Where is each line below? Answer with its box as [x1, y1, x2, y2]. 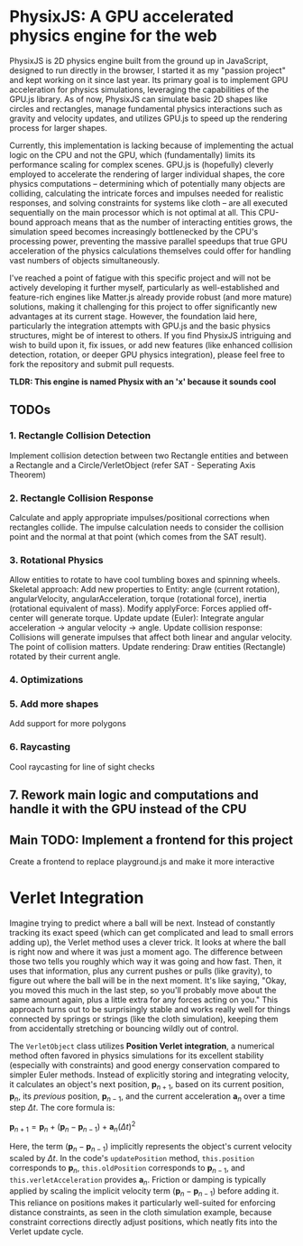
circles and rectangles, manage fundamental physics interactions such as [9, 103, 283, 114]
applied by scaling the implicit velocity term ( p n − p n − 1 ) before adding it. [9, 1186, 280, 1199]
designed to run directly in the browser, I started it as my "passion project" [9, 65, 286, 76]
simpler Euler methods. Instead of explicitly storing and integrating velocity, [9, 1069, 289, 1080]
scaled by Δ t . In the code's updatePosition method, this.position [9, 1152, 255, 1163]
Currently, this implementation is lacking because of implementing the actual [9, 140, 294, 151]
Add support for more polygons [9, 718, 126, 729]
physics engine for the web [9, 25, 218, 46]
